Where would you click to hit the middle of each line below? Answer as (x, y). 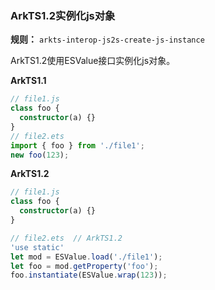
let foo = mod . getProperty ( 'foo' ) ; (84, 266)
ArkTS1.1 (28, 81)
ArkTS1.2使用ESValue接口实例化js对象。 (93, 61)
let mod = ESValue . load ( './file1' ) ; (86, 257)
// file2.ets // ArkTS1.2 (66, 238)
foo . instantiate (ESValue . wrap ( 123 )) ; (89, 275)
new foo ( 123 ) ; (40, 155)
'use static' (37, 247)
